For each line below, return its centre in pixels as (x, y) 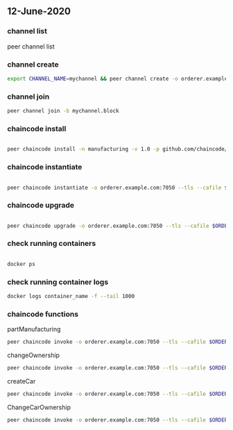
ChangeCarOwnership (39, 407)
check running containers (52, 244)
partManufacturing (34, 329)
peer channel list (31, 46)
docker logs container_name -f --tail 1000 (71, 297)
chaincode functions (43, 314)
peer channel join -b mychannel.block (63, 111)
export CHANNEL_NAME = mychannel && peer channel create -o (93, 78)
